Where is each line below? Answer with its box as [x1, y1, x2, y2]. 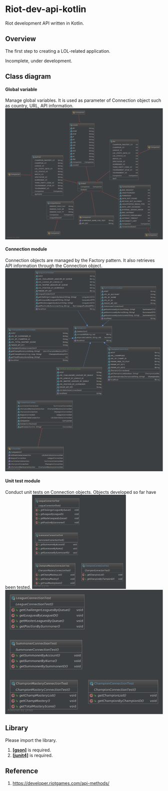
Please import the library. [5, 737, 57, 743]
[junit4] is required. [12, 752, 53, 758]
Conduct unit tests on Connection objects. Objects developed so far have [5, 489, 156, 495]
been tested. [5, 584, 31, 590]
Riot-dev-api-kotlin [5, 4, 86, 15]
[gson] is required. [12, 747, 51, 753]
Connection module [5, 246, 47, 252]
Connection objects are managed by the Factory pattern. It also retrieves [5, 257, 155, 263]
